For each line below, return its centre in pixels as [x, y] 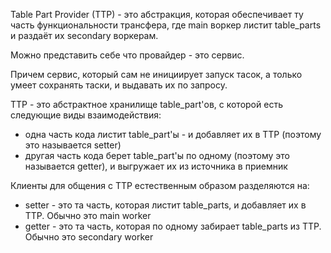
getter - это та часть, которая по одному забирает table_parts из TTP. [173, 226]
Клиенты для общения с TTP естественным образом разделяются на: [160, 185]
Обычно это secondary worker [89, 237]
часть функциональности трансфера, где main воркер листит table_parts [166, 25]
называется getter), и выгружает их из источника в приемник [156, 166]
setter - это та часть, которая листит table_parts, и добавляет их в [165, 205]
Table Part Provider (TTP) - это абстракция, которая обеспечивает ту [157, 14]
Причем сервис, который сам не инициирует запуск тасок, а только [156, 74]
